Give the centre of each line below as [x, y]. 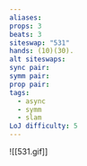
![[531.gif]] [29, 152]
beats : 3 [26, 34]
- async [32, 101]
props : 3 [26, 26]
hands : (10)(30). [42, 51]
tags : [19, 92]
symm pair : [30, 76]
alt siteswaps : [38, 59]
